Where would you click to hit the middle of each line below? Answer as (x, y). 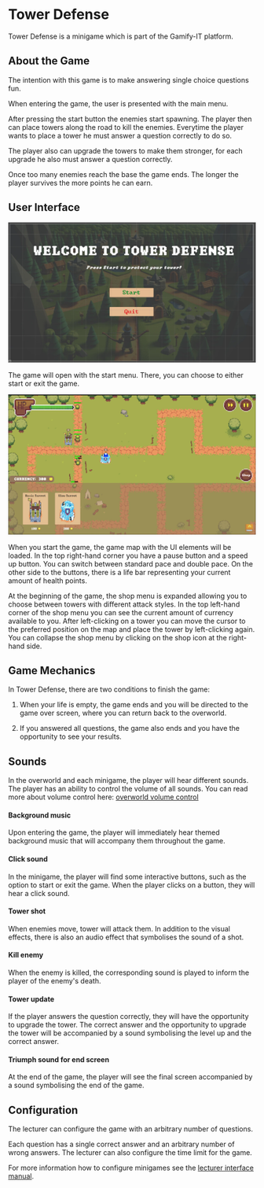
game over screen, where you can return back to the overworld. (123, 713)
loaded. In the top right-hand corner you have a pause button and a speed (128, 555)
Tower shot (27, 911)
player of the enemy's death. (55, 980)
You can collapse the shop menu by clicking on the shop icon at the (118, 637)
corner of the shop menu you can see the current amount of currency (121, 612)
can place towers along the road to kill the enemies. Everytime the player (126, 127)
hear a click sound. (39, 893)
